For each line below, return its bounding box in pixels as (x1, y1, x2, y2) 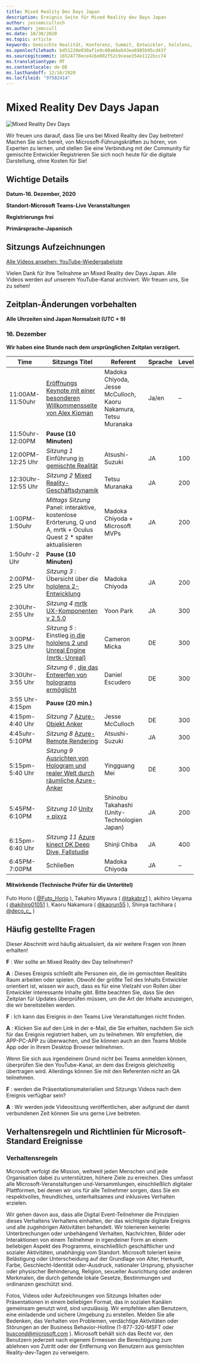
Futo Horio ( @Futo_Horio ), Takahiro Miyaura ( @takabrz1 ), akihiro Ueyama (6, 895, 192, 902)
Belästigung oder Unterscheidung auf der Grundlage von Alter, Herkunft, (6, 1255, 185, 1262)
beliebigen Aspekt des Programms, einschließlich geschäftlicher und (6, 1242, 174, 1249)
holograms (46, 678, 76, 686)
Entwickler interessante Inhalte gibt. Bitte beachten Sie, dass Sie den (6, 989, 174, 996)
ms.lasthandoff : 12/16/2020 (6, 70, 76, 76)
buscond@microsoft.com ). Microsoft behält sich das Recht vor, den (6, 1330, 174, 1337)
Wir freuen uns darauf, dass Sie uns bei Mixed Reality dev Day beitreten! (6, 132, 184, 139)
